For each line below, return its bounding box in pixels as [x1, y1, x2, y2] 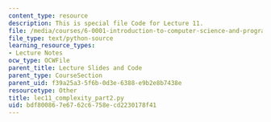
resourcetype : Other [8, 86, 78, 95]
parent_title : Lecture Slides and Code [8, 64, 143, 72]
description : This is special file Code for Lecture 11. [8, 19, 204, 27]
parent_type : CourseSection [8, 71, 103, 79]
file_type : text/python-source [8, 34, 114, 43]
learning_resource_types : [8, 42, 95, 50]
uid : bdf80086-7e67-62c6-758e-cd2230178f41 [8, 101, 157, 109]
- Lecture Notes [8, 49, 63, 57]
